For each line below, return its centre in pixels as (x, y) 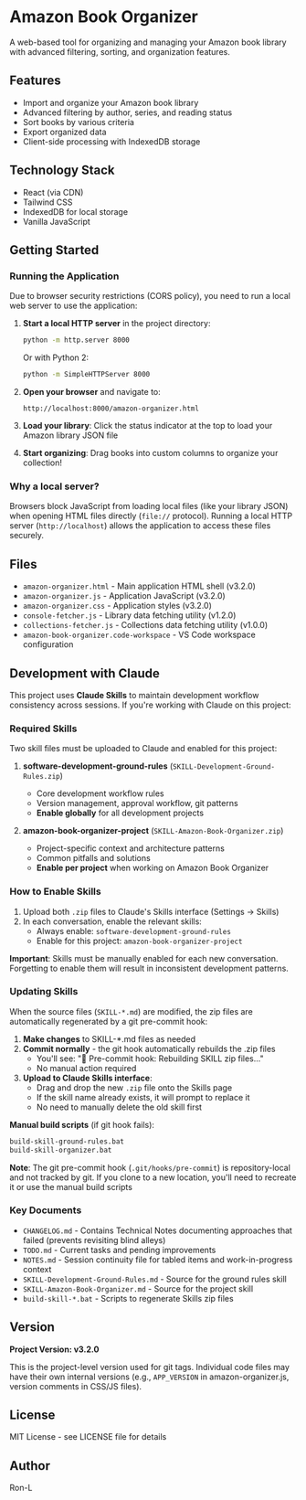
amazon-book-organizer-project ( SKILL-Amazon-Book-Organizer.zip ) (153, 831)
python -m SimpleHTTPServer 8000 (86, 375)
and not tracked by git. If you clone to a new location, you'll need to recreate (153, 1177)
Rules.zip (42, 777)
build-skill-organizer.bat (61, 1150)
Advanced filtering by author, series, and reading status (127, 112)
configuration (48, 644)
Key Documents (46, 1210)
